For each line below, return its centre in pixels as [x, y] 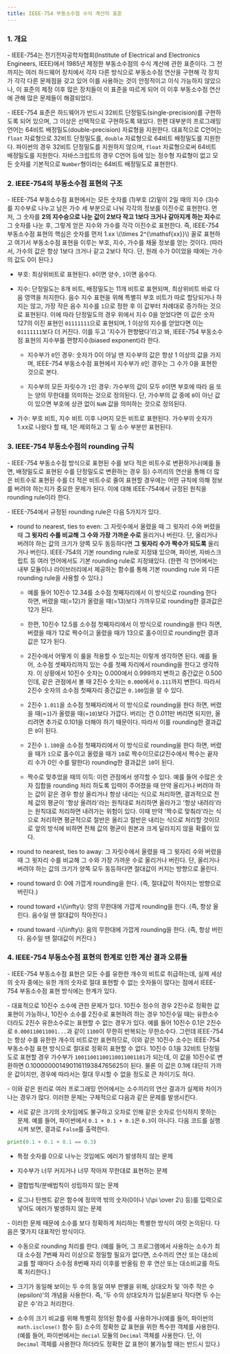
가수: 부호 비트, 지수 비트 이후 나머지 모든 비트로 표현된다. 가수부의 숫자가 [115, 419]
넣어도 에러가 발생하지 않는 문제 [59, 1208]
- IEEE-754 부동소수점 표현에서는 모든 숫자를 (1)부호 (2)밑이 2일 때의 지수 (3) [111, 200]
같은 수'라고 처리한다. [45, 1303]
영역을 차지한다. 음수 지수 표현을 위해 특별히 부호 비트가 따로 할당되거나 [119, 297]
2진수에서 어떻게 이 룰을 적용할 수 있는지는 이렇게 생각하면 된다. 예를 [119, 655]
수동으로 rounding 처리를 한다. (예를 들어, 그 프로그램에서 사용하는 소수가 [115, 1246]
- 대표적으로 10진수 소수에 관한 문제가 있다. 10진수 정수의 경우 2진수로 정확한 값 [113, 1005]
